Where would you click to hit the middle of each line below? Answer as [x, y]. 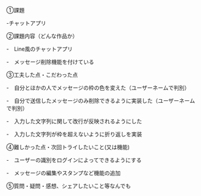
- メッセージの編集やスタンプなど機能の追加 [63, 173]
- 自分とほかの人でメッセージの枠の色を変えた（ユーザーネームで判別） [98, 88]
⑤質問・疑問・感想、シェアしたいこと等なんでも [69, 186]
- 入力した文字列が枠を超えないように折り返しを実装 [74, 134]
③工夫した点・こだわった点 [42, 75]
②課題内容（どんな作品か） [42, 36]
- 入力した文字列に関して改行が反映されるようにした [74, 121]
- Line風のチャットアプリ [40, 49]
